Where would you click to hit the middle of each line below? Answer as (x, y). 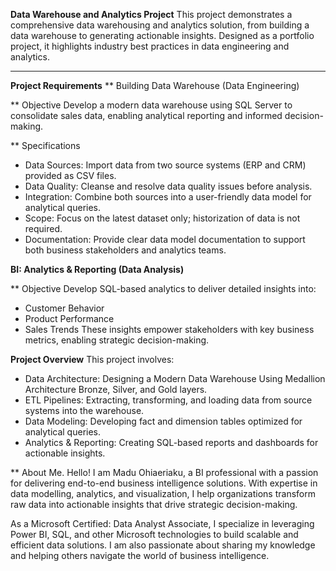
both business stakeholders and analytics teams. (125, 250)
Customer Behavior (64, 308)
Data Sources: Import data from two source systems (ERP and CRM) (165, 165)
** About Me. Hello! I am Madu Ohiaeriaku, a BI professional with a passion (164, 472)
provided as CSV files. (70, 175)
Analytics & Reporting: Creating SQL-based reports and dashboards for (171, 442)
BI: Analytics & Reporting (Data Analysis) (97, 269)
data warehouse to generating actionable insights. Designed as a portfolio (162, 35)
